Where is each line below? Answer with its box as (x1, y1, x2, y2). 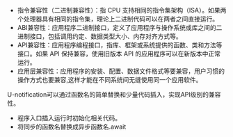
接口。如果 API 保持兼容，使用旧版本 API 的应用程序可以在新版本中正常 (17, 49, 221, 58)
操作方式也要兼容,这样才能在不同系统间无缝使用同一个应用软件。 (17, 76, 202, 83)
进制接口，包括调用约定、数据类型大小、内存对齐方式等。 (17, 32, 182, 40)
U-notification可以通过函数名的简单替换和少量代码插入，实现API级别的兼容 (7, 90, 221, 99)
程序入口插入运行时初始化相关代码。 (17, 114, 122, 122)
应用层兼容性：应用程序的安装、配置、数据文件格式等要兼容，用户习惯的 (17, 67, 225, 75)
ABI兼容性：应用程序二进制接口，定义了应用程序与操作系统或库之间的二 (17, 24, 223, 31)
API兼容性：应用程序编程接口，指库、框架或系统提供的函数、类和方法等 (17, 41, 223, 49)
